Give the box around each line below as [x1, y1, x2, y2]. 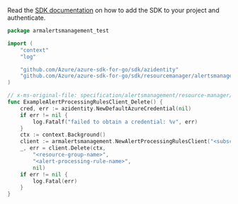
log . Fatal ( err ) [33, 177, 78, 185]
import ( [7, 40, 33, 47]
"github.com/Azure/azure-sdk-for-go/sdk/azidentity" [20, 66, 179, 73]
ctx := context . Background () [20, 131, 106, 139]
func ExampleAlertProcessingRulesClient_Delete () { [7, 98, 163, 106]
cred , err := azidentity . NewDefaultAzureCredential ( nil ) [20, 105, 192, 112]
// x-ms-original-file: [7, 92, 78, 99]
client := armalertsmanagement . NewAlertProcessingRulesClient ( [20, 138, 211, 145]
